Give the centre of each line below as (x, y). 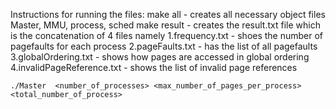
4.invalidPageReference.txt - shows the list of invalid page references (154, 67)
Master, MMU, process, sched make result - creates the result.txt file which (165, 25)
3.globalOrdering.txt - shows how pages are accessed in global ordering (160, 57)
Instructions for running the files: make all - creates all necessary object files (168, 14)
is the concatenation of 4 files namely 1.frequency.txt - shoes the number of (167, 35)
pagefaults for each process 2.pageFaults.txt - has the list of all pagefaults (164, 46)
